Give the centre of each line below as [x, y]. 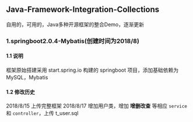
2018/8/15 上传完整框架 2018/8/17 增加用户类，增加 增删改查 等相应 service [97, 106]
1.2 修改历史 [20, 92]
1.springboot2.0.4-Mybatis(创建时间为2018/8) [73, 41]
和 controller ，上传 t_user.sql [42, 113]
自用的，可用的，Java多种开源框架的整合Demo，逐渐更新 [75, 24]
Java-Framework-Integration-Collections [83, 10]
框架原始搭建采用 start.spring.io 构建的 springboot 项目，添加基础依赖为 [92, 70]
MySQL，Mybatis [27, 77]
